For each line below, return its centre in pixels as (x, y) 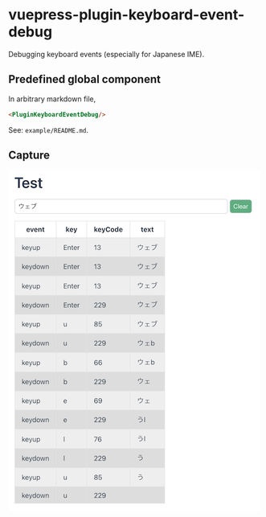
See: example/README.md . (49, 129)
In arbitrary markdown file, (52, 99)
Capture (29, 156)
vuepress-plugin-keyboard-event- (127, 15)
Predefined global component (84, 79)
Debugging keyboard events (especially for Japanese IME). (106, 54)
